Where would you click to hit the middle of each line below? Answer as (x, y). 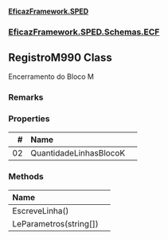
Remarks (26, 97)
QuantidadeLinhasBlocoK (78, 153)
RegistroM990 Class (61, 57)
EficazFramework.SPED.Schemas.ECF (84, 32)
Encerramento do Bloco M (51, 77)
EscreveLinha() (41, 210)
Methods (26, 177)
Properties (29, 119)
